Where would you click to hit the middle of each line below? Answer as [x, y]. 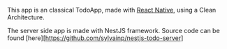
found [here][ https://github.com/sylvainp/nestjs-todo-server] [95, 38]
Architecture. [26, 17]
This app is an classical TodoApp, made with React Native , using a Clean [112, 10]
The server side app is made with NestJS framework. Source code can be [113, 31]
